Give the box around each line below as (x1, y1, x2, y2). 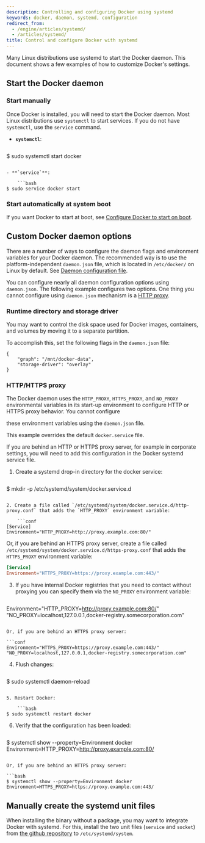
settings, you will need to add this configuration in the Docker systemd (6, 450, 184, 457)
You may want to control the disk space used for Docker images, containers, (6, 321, 198, 328)
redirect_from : (6, 20, 45, 26)
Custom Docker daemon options (6, 231, 132, 242)
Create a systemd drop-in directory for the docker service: (15, 468, 163, 476)
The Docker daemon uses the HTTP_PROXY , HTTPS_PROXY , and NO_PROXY (6, 395, 179, 402)
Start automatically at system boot (6, 200, 111, 208)
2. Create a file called (6, 502, 70, 508)
